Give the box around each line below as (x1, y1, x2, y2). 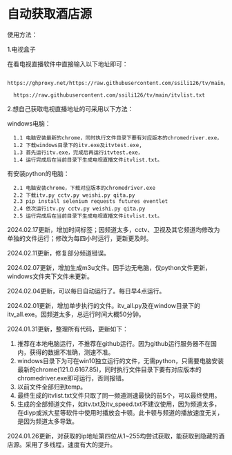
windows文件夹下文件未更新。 (7, 272, 93, 280)
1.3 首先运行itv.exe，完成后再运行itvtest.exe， (13, 149, 144, 156)
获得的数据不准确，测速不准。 (29, 348, 115, 356)
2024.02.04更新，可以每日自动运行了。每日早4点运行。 (7, 287, 166, 295)
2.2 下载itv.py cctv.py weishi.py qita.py (13, 191, 135, 199)
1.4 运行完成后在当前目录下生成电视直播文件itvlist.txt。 (13, 156, 163, 163)
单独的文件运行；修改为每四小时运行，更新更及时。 (7, 234, 153, 242)
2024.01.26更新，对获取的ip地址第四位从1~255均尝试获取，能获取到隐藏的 (7, 432, 219, 440)
